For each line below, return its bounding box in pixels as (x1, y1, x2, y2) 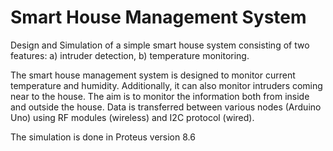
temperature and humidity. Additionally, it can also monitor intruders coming (10, 79, 323, 91)
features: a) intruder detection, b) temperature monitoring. (10, 49, 250, 61)
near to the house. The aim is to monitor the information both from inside (10, 90, 310, 102)
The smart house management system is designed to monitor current (10, 69, 296, 81)
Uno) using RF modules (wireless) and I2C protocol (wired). (10, 111, 255, 123)
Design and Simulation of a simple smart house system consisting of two (10, 39, 310, 51)
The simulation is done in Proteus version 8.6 (10, 131, 196, 143)
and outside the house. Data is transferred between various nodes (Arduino (10, 101, 322, 113)
